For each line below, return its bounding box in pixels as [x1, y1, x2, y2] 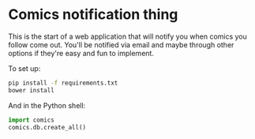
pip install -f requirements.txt [8, 79, 118, 87]
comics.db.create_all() [8, 123, 87, 131]
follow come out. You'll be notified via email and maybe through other [8, 39, 234, 49]
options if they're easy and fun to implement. [8, 48, 154, 58]
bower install [8, 86, 55, 94]
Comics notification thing [8, 6, 178, 24]
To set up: [8, 63, 41, 73]
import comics [8, 116, 55, 124]
